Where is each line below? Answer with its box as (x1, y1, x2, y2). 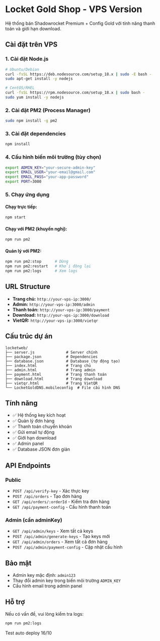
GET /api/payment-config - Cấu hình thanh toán (12, 504, 111, 510)
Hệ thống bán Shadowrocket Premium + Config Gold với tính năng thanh (5, 20, 155, 26)
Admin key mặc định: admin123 (12, 572, 76, 578)
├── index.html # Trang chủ (5, 363, 92, 368)
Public (5, 476, 21, 483)
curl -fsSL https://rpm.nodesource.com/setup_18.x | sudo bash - (5, 90, 145, 95)
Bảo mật (5, 559, 32, 567)
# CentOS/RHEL (5, 85, 35, 90)
